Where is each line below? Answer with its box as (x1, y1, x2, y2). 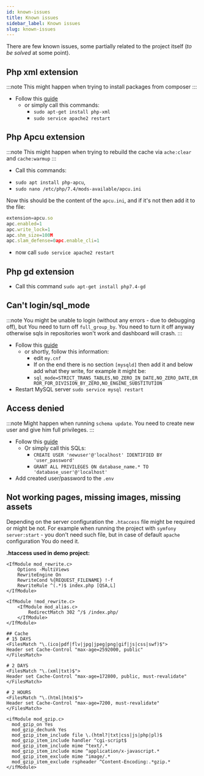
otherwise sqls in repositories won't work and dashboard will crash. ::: (6, 329, 183, 336)
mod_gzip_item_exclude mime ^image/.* (12, 753, 111, 760)
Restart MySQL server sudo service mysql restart (15, 385, 144, 393)
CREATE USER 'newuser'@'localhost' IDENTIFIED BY (33, 452, 162, 458)
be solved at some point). (6, 49, 70, 57)
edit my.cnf (33, 354, 61, 361)
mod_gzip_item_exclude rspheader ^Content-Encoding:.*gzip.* (12, 758, 171, 765)
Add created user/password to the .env (15, 474, 114, 482)
